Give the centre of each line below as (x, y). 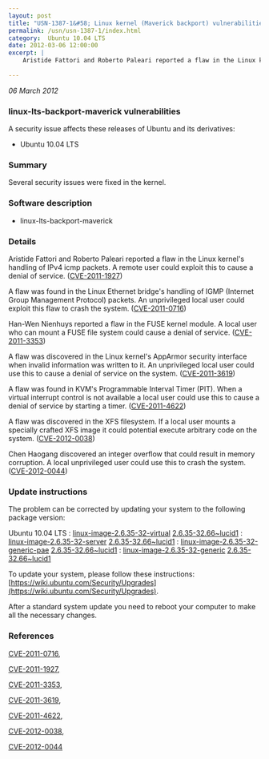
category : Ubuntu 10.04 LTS (57, 38)
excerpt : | (26, 53)
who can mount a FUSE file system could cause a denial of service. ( (122, 332)
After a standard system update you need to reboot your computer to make (132, 607)
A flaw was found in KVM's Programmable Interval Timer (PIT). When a (125, 388)
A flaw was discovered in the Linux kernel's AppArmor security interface (128, 356)
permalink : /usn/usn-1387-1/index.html (75, 30)
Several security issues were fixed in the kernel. (87, 183)
